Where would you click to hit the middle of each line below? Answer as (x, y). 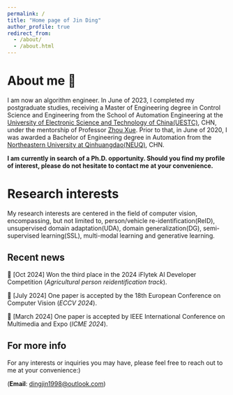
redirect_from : (29, 33)
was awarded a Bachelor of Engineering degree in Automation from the (110, 137)
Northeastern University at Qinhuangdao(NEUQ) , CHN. (86, 145)
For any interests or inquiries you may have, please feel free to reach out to (115, 362)
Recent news (36, 258)
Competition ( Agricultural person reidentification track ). (87, 282)
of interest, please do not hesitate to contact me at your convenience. (110, 166)
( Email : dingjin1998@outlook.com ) (57, 383)
